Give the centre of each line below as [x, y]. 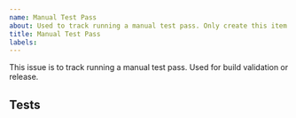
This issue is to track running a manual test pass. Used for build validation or [149, 67]
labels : [23, 42]
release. [24, 77]
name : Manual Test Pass [53, 17]
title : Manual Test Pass [55, 34]
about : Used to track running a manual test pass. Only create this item [148, 26]
